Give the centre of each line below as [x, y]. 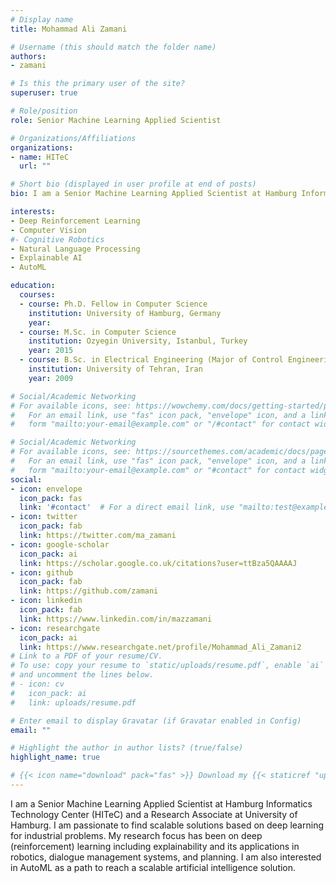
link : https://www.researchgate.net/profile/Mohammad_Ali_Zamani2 [160, 647]
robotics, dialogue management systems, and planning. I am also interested [166, 857]
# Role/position [44, 111]
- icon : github [42, 572]
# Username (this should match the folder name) [113, 47]
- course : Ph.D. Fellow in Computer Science [113, 304]
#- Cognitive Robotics [57, 239]
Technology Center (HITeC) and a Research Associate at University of [154, 814]
